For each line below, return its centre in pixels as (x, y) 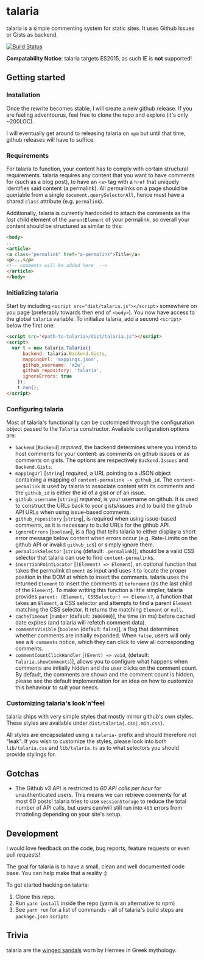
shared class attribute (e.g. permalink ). (55, 201)
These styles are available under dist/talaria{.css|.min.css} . (85, 723)
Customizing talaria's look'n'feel (56, 703)
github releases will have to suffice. (51, 139)
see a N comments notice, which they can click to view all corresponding (104, 642)
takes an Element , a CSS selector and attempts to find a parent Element (104, 603)
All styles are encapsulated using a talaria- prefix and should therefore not (101, 735)
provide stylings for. (31, 754)
